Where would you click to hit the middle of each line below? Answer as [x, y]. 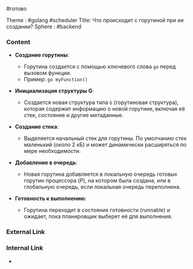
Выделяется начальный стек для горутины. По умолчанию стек [105, 138]
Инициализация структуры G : [54, 91]
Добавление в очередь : [46, 163]
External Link [26, 232]
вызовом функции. [48, 73]
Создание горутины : [42, 55]
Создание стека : [37, 127]
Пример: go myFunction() [56, 80]
